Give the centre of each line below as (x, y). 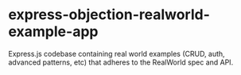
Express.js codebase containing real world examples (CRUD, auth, (117, 53)
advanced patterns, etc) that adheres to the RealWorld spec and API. (121, 62)
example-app (53, 32)
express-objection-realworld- (109, 15)
